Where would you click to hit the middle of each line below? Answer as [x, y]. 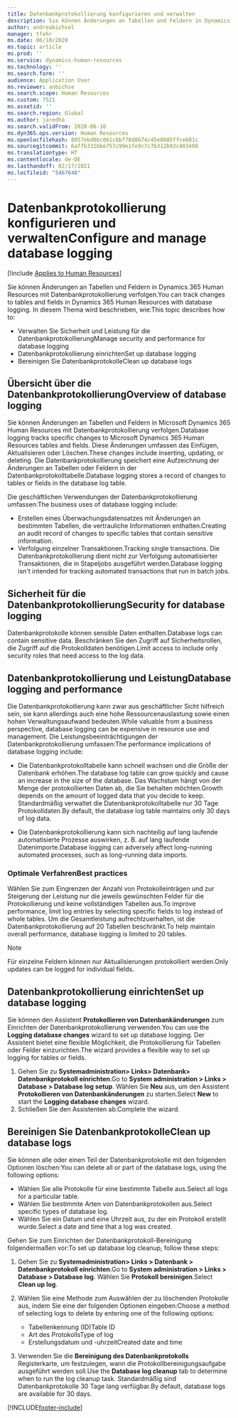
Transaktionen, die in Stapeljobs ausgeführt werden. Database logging [120, 564]
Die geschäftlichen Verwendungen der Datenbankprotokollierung [102, 497]
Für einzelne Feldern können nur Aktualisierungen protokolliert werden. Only [118, 962]
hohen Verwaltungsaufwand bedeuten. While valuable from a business [110, 721]
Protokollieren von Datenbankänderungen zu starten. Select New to [118, 1094]
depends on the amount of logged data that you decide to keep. [111, 795]
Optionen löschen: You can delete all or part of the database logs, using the [117, 1167]
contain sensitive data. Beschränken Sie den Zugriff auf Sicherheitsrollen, [115, 640]
